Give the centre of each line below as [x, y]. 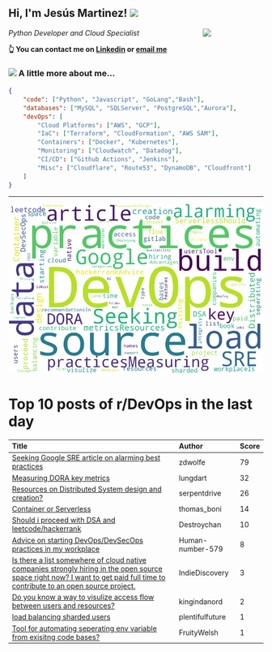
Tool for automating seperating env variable [85, 628]
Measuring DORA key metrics [61, 478]
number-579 [201, 549]
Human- [193, 540]
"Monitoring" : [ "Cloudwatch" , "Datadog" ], [110, 151]
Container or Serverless [51, 509]
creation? [27, 497]
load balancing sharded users [61, 617]
